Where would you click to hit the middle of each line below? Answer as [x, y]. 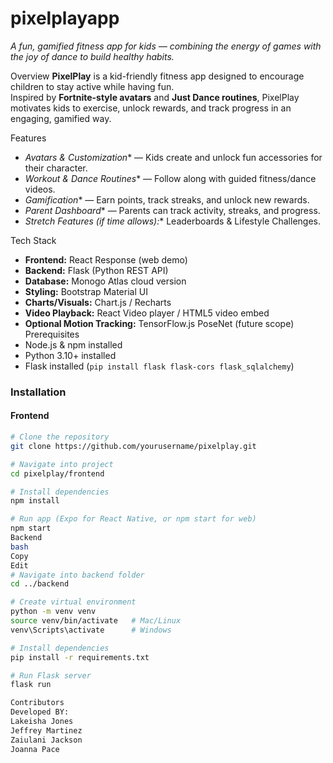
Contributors [37, 703]
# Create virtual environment [73, 602]
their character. [56, 168]
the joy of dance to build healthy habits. [92, 56]
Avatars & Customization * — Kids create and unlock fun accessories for [173, 157]
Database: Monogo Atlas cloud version [105, 281]
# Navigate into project [62, 464]
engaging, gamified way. [61, 118]
